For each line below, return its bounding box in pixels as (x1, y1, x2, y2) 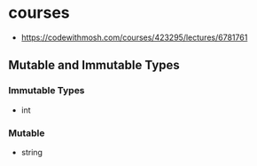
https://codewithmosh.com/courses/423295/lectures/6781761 (20, 32, 248, 43)
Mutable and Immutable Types (8, 58, 181, 73)
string (20, 146, 43, 157)
